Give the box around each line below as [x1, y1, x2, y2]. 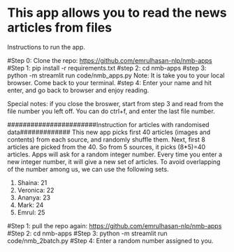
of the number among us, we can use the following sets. [7, 165, 169, 173]
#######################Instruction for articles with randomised [7, 120, 210, 128]
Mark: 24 [17, 200, 44, 209]
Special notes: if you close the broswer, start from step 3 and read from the [7, 99, 224, 108]
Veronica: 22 [17, 186, 54, 194]
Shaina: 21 [17, 178, 47, 186]
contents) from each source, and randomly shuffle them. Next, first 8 [7, 135, 206, 144]
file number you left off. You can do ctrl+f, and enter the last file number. [7, 107, 215, 115]
